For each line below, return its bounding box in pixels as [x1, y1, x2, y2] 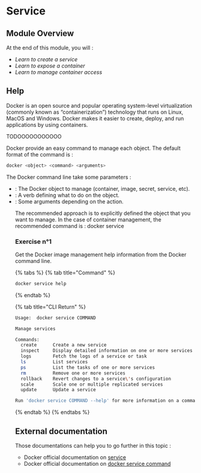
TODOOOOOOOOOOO [6, 132, 62, 140]
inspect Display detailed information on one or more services [20, 348, 193, 354]
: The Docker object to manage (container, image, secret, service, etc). [14, 185, 190, 192]
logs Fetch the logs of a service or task [20, 353, 147, 359]
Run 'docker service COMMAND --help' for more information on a [14, 398, 179, 404]
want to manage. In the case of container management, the [14, 215, 162, 223]
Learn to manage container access [14, 69, 103, 76]
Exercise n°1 [14, 237, 52, 246]
